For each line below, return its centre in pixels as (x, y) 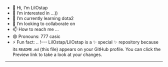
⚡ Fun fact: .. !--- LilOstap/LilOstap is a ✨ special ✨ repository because (85, 42)
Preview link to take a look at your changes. (57, 54)
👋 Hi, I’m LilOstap (30, 8)
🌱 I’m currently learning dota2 (43, 18)
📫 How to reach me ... (35, 29)
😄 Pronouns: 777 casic (36, 36)
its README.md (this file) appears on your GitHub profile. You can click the (86, 49)
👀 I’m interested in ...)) (35, 13)
